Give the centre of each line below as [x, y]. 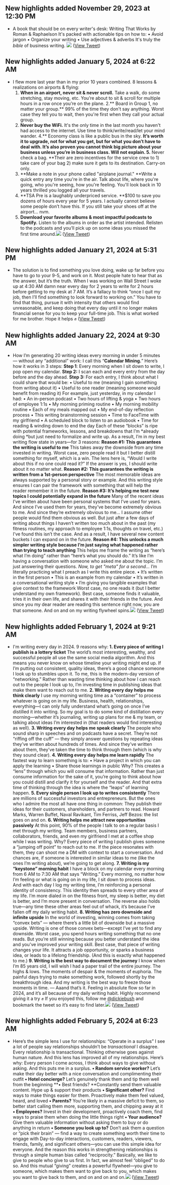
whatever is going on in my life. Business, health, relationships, [78, 701]
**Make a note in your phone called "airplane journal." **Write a [88, 174]
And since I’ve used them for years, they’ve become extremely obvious [87, 507]
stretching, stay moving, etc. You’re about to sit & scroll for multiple [90, 98]
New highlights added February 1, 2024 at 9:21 [80, 626]
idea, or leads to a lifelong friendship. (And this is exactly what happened [89, 955]
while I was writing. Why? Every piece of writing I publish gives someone [89, 842]
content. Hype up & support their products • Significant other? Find [83, 1090]
